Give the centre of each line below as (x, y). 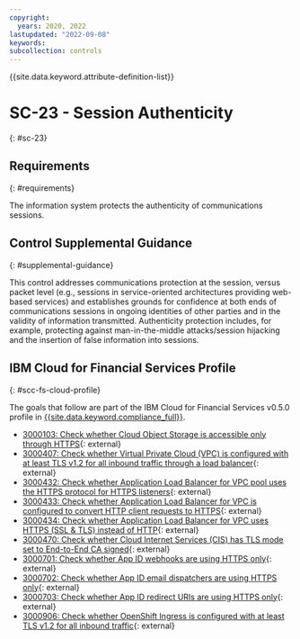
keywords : (28, 43)
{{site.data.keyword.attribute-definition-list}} (92, 76)
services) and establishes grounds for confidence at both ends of (155, 301)
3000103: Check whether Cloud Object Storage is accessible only (144, 434)
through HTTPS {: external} (71, 444)
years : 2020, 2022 (52, 26)
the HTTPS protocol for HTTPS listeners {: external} (117, 491)
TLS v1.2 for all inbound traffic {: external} (98, 625)
